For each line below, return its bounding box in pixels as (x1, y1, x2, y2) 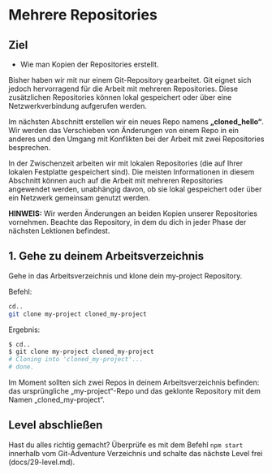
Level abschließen (8, 418, 103, 432)
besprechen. (8, 143, 51, 152)
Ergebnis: (8, 325, 41, 334)
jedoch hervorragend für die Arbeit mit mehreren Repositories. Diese (8, 84, 238, 93)
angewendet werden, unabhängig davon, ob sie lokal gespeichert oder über (8, 184, 262, 194)
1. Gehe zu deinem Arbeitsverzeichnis (8, 249, 205, 263)
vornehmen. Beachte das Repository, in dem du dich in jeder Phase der (8, 218, 247, 226)
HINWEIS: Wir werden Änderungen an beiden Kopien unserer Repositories (8, 209, 258, 218)
